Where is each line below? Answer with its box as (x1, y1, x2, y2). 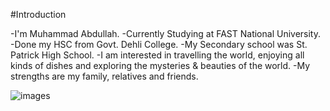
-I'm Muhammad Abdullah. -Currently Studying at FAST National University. (10, 28, 322, 39)
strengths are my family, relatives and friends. (10, 70, 199, 82)
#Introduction (10, 9, 67, 20)
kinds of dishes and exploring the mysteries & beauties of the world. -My (10, 60, 311, 71)
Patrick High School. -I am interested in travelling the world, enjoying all (10, 49, 305, 61)
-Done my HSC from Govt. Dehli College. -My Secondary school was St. (10, 39, 308, 50)
